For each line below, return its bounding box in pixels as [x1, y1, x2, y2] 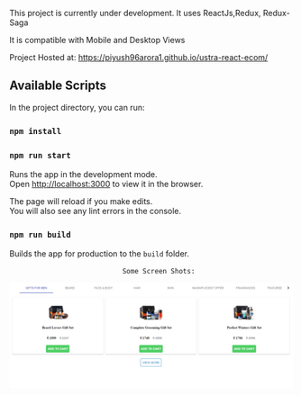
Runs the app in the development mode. [9, 169, 158, 180]
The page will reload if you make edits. [9, 196, 153, 207]
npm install [9, 126, 62, 136]
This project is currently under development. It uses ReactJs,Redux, [9, 8, 261, 18]
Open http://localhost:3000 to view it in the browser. [9, 179, 204, 190]
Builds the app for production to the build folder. [9, 248, 190, 259]
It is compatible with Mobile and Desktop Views [9, 35, 186, 45]
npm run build [9, 229, 71, 239]
